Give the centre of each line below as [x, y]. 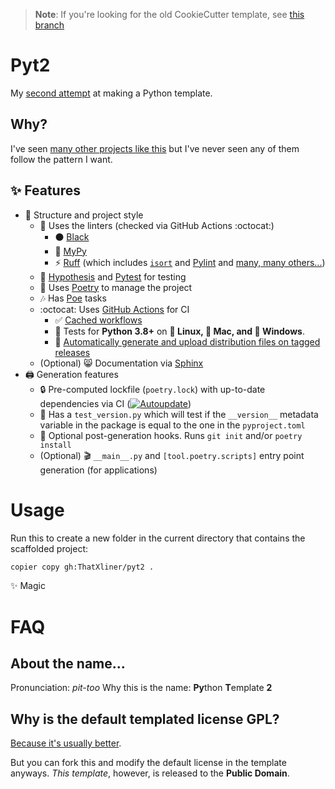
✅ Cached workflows [98, 320]
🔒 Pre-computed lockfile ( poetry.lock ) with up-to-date [152, 389]
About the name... [68, 663]
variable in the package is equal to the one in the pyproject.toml [172, 425]
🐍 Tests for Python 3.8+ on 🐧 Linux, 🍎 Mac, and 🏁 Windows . [179, 331]
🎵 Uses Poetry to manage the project [116, 287]
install [55, 445]
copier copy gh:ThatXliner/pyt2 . [82, 567]
